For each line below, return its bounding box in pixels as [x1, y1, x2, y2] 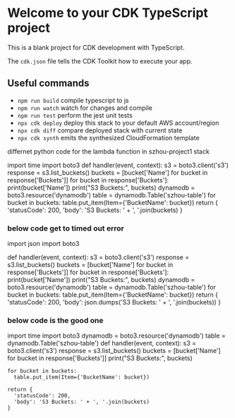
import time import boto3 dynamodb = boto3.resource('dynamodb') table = [7, 331, 226, 340]
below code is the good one [7, 315, 104, 325]
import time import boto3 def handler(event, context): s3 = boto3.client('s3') [7, 161, 229, 169]
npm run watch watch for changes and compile [17, 104, 153, 112]
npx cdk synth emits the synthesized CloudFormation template [17, 133, 200, 142]
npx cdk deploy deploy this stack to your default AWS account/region [17, 118, 219, 127]
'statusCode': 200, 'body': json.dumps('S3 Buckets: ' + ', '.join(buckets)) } [7, 298, 221, 307]
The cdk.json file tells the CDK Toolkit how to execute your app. [7, 56, 193, 65]
